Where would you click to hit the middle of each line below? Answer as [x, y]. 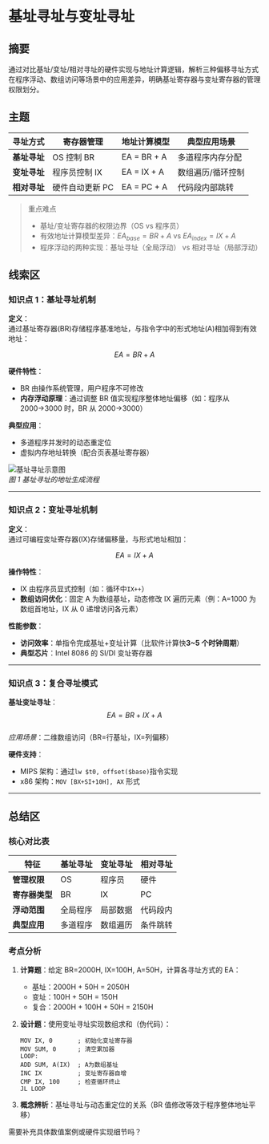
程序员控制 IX [77, 172]
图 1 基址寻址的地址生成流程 [54, 480]
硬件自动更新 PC [83, 187]
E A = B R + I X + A [134, 715]
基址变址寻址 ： [33, 702]
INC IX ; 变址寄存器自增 [73, 1073]
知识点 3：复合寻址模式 [53, 683]
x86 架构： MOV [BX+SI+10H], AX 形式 [80, 781]
